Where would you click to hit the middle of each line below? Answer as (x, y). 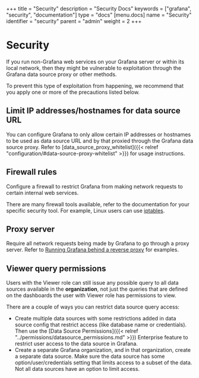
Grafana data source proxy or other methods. (61, 74)
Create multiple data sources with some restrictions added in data (95, 319)
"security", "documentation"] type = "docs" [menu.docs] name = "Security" (99, 15)
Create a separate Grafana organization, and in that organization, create (103, 350)
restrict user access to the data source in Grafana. (76, 344)
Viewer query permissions (56, 268)
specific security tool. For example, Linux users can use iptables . (86, 210)
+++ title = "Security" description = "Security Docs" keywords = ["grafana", (99, 9)
